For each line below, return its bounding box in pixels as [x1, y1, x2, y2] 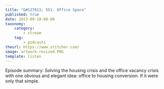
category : [14, 26, 35, 31]
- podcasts [23, 40, 46, 45]
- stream [23, 30, 42, 35]
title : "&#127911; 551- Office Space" [5, 7, 86, 12]
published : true [5, 12, 39, 17]
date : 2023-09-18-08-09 [5, 16, 55, 21]
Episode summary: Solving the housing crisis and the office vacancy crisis [5, 67, 159, 73]
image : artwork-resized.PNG [5, 49, 64, 54]
